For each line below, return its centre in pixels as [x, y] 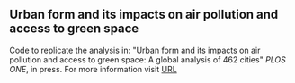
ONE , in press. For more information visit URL [93, 69]
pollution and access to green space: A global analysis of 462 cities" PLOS [147, 59]
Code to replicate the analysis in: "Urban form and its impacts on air [135, 50]
